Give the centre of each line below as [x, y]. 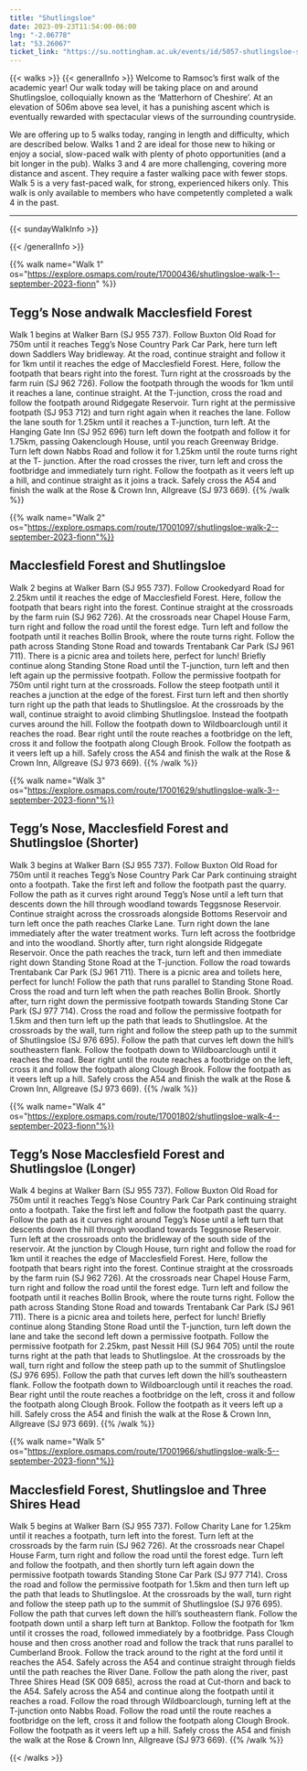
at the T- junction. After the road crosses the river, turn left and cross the [146, 461]
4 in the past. [34, 203]
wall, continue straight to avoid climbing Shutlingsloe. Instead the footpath [149, 714]
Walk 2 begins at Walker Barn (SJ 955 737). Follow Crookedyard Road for [147, 587]
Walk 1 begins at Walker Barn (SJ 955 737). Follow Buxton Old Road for [143, 334]
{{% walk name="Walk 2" [58, 517]
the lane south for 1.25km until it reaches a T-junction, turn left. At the [140, 422]
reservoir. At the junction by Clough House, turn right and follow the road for [153, 1249]
